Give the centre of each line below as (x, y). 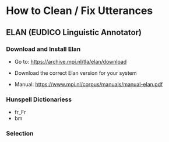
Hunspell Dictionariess (39, 99)
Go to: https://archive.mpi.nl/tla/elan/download (71, 61)
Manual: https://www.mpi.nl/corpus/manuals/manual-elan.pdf (89, 84)
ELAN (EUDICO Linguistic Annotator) (74, 32)
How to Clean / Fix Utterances (80, 11)
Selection (20, 134)
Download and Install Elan (43, 49)
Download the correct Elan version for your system (75, 73)
